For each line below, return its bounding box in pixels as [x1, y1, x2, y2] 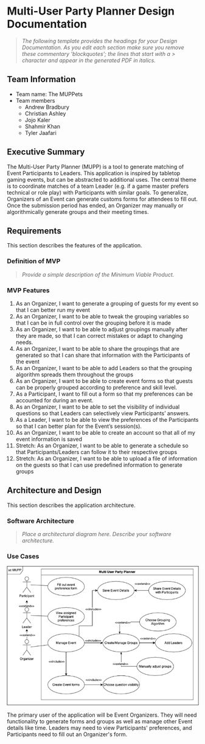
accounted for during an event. [15, 396, 94, 404]
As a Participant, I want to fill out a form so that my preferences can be [15, 390, 193, 398]
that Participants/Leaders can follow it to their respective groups [15, 448, 178, 455]
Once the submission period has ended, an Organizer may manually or [7, 202, 184, 209]
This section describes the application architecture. [7, 501, 136, 509]
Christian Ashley [24, 109, 66, 117]
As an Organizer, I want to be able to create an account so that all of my [15, 429, 195, 436]
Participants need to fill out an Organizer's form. [7, 731, 127, 738]
